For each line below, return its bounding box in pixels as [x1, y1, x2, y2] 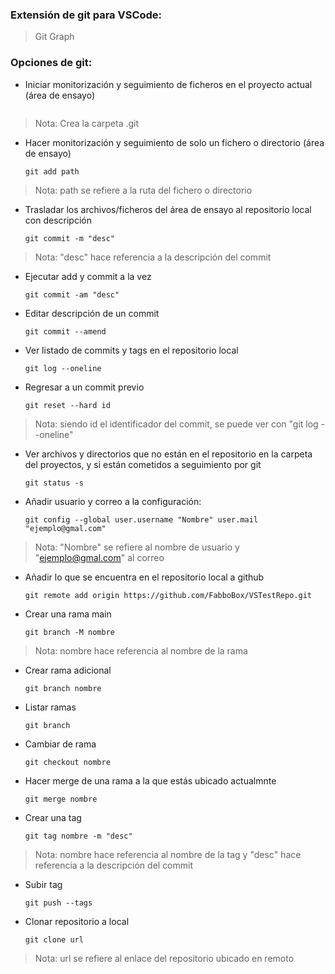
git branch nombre [24, 683, 102, 693]
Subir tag [24, 878, 63, 890]
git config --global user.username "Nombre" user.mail [24, 514, 259, 525]
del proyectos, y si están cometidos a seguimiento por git [24, 458, 262, 470]
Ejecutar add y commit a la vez [24, 270, 152, 282]
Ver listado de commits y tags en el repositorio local [24, 344, 239, 356]
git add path [24, 166, 80, 177]
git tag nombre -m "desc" [24, 831, 133, 841]
